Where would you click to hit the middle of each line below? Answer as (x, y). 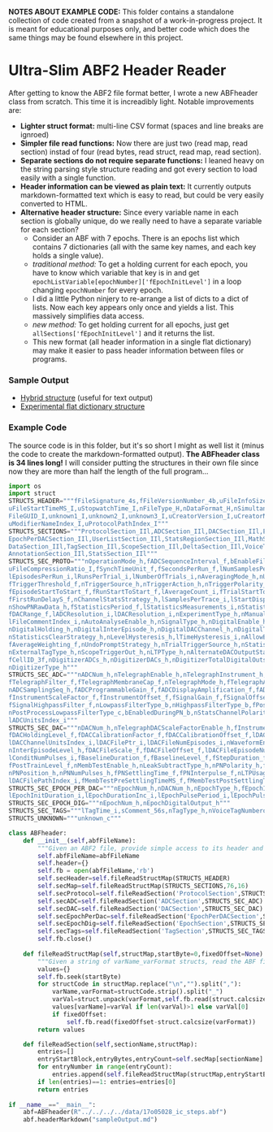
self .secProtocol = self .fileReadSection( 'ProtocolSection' (138, 893)
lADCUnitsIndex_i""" (43, 720)
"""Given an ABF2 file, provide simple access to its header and (151, 848)
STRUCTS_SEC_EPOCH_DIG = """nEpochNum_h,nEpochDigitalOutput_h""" (119, 804)
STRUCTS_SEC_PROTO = (41, 562)
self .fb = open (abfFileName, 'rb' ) (96, 871)
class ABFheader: (38, 833)
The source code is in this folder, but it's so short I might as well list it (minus (136, 445)
